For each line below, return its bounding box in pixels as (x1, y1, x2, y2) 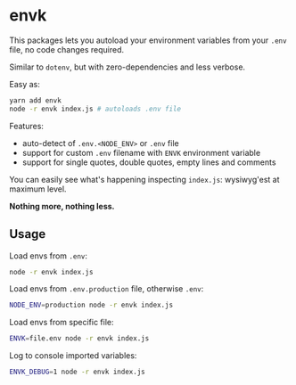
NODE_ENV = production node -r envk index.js (9, 300, 174, 310)
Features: (9, 120, 45, 131)
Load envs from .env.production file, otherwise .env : (9, 283, 204, 294)
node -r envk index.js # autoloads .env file (9, 104, 181, 113)
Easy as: (9, 78, 40, 89)
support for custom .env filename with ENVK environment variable (21, 147, 261, 158)
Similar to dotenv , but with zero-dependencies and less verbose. (9, 61, 246, 72)
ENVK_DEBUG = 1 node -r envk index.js (9, 367, 145, 377)
